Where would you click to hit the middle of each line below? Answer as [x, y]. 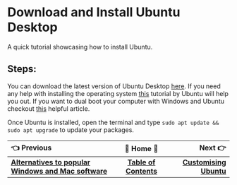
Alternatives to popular [50, 162]
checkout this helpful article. [49, 108]
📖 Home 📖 [141, 149]
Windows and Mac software [59, 171]
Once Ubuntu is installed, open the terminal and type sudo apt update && [113, 122]
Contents [141, 171]
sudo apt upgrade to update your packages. [71, 130]
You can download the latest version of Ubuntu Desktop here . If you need [114, 86]
